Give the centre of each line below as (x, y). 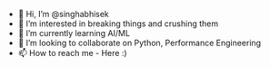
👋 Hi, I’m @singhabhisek (63, 14)
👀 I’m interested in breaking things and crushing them (118, 24)
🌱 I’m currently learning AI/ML (74, 33)
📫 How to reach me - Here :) (72, 53)
